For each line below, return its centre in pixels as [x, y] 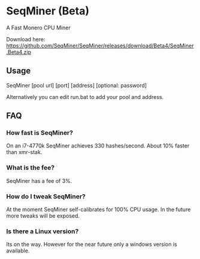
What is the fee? [31, 168]
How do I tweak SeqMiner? [46, 196]
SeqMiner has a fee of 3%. [39, 180]
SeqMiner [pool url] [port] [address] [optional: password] [77, 85]
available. [18, 251]
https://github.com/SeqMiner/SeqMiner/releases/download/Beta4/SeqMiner [100, 46]
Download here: [26, 39]
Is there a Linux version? [43, 231]
